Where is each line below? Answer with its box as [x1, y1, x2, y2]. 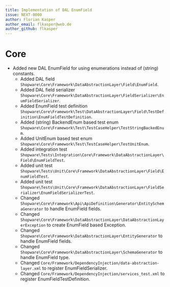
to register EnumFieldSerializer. [42, 265, 108, 271]
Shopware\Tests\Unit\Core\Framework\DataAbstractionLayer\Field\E [20, 169, 164, 174]
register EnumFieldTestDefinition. [20, 276, 91, 282]
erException [20, 223, 46, 228]
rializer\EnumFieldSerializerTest [20, 190, 94, 196]
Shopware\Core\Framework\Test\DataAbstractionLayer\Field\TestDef [20, 109, 164, 114]
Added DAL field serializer [20, 87, 75, 93]
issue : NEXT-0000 [5, 12, 42, 17]
